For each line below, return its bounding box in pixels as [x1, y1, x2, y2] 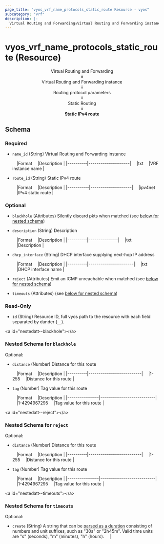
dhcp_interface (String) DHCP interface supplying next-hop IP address [12, 252, 155, 258]
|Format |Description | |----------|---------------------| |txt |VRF [16, 160, 159, 166]
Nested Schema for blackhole [5, 340, 76, 347]
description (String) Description [12, 228, 77, 233]
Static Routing [68, 101, 96, 106]
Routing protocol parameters [53, 90, 111, 96]
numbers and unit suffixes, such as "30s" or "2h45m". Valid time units [12, 528, 153, 534]
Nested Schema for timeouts [5, 502, 74, 509]
